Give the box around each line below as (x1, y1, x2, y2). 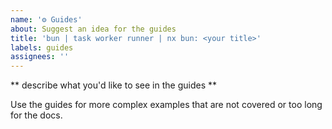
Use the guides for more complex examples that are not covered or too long (10, 99, 323, 111)
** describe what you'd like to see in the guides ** (10, 79, 218, 91)
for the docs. (10, 109, 63, 121)
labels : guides (10, 42, 74, 53)
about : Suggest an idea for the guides (10, 24, 177, 34)
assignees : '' (10, 52, 70, 62)
